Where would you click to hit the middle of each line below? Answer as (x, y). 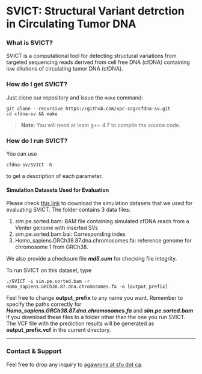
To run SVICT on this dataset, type (49, 270)
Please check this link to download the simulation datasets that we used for (99, 203)
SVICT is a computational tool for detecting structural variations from (91, 56)
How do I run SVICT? (37, 141)
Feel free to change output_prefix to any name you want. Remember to (95, 298)
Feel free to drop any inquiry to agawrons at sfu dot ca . (75, 364)
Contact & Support (34, 351)
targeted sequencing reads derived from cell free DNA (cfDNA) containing (98, 62)
